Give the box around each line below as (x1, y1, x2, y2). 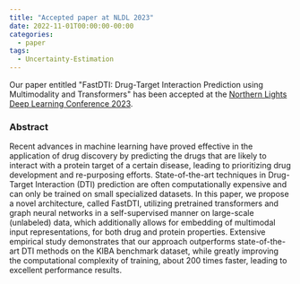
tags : (9, 47, 30, 56)
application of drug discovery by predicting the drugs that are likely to (9, 151, 267, 161)
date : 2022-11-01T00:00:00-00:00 (9, 22, 134, 30)
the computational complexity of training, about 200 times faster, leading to (9, 255, 287, 266)
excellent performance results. (9, 265, 123, 276)
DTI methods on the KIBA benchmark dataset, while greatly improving (21, 245, 279, 256)
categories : (9, 30, 54, 39)
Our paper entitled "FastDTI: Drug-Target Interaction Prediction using (9, 80, 264, 90)
